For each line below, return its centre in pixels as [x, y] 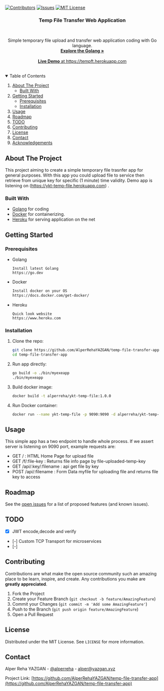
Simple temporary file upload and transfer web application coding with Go [82, 40]
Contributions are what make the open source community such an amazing [81, 573]
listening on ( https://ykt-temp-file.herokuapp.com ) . [57, 186]
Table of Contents [27, 76]
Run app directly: [29, 364]
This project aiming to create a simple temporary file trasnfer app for [74, 170]
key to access [26, 477]
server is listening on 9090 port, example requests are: [60, 447]
